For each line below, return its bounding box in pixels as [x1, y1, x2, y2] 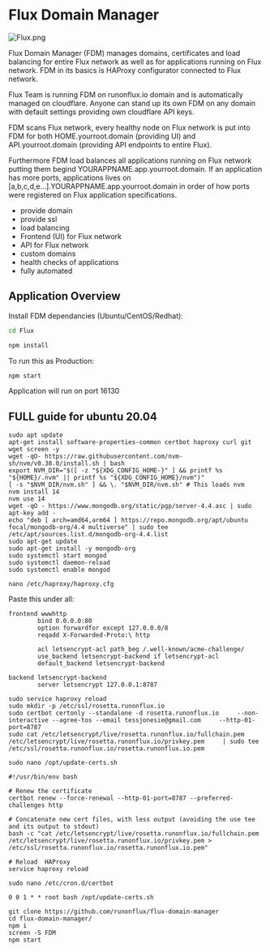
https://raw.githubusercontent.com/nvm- [44, 452, 183, 461]
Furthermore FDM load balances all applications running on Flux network [8, 156, 252, 165]
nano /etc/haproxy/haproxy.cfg [8, 580, 114, 588]
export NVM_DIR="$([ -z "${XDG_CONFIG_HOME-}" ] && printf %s [8, 467, 223, 475]
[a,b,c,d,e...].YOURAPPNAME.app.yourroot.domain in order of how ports [8, 181, 250, 191]
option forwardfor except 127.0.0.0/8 [37, 624, 169, 633]
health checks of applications [19, 257, 119, 267]
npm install [8, 341, 49, 349]
